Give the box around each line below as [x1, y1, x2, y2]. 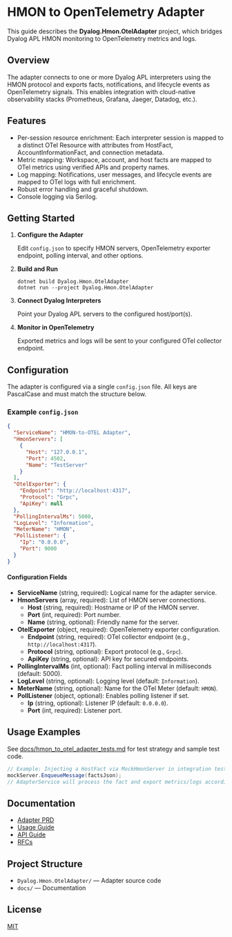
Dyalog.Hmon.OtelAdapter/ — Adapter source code [17, 877, 162, 884]
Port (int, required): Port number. [27, 610, 122, 618]
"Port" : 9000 [19, 545, 57, 553]
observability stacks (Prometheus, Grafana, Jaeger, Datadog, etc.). [7, 95, 197, 103]
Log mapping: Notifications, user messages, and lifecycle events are [17, 170, 212, 179]
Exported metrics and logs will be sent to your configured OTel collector [17, 337, 222, 345]
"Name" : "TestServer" [25, 461, 88, 468]
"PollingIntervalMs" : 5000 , [13, 513, 95, 520]
